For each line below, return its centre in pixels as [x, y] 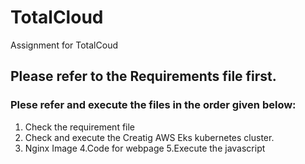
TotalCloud [57, 17]
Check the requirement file [80, 127]
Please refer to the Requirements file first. [143, 76]
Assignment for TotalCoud [64, 45]
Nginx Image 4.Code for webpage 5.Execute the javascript [145, 148]
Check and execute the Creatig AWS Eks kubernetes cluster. [149, 137]
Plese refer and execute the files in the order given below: [153, 105]
